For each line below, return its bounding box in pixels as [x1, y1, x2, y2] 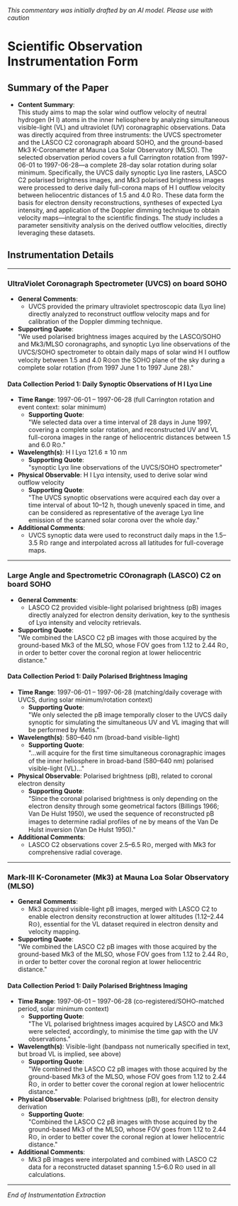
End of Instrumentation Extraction [7, 1191, 106, 1200]
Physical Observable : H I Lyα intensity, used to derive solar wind [17, 471, 208, 480]
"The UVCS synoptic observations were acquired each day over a [28, 493, 220, 502]
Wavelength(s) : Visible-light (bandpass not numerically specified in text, [17, 1042, 230, 1051]
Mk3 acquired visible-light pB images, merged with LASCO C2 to [28, 905, 217, 914]
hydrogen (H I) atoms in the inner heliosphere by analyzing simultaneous [17, 116, 230, 123]
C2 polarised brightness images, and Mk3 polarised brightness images [17, 176, 225, 184]
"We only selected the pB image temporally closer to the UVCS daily [28, 710, 228, 719]
